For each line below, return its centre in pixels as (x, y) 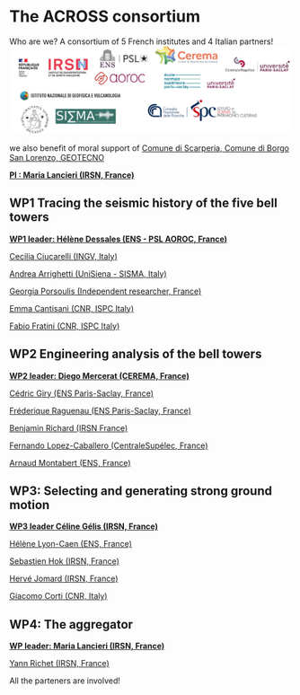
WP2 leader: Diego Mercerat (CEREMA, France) (100, 375)
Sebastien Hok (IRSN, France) (64, 561)
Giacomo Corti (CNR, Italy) (58, 596)
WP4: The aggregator (71, 625)
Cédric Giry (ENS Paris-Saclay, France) (82, 393)
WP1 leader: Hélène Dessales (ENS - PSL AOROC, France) (118, 239)
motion (30, 505)
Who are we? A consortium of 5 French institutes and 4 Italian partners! (141, 41)
